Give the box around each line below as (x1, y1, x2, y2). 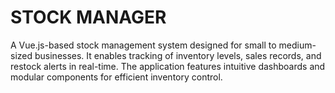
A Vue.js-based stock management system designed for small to (10, 39, 277, 51)
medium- (278, 39, 317, 51)
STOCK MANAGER (10, 6, 167, 29)
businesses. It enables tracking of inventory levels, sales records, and (34, 49, 322, 61)
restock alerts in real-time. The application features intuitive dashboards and (10, 60, 326, 72)
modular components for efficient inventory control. (10, 71, 223, 83)
